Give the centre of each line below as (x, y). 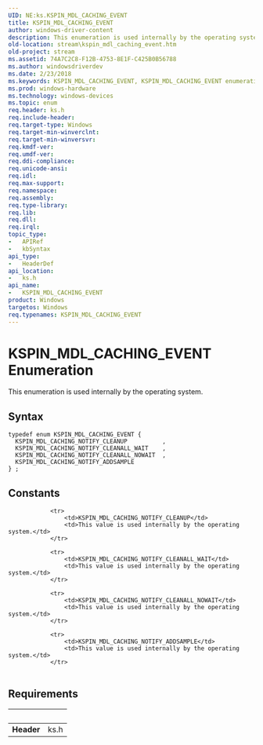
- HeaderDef (31, 264)
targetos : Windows (38, 307)
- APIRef (26, 242)
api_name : (24, 286)
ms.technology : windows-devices (61, 96)
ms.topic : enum (33, 103)
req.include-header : (42, 118)
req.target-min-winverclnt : (54, 132)
